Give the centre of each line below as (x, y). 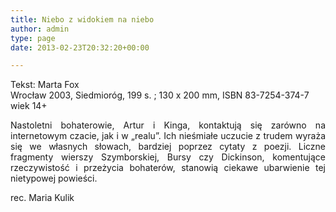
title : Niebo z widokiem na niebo (82, 19)
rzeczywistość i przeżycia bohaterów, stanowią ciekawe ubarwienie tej (168, 168)
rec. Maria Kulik (42, 198)
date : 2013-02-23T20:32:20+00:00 (80, 47)
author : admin (40, 29)
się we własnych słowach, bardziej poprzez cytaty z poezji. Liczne (168, 147)
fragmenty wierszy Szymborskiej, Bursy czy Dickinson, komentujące (168, 157)
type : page (33, 38)
